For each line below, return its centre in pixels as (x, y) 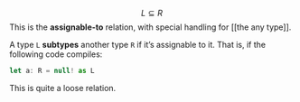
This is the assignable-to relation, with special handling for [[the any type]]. (150, 27)
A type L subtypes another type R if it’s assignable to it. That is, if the (138, 45)
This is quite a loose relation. (63, 88)
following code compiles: (56, 54)
